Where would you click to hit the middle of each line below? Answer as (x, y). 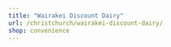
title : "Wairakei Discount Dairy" (66, 16)
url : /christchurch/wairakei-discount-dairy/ (85, 23)
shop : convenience (39, 30)
